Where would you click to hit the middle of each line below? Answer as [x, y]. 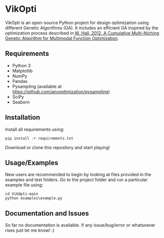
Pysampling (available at [37, 86]
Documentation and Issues [47, 213]
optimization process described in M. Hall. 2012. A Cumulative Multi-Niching [82, 33]
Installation [23, 118]
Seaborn [21, 102]
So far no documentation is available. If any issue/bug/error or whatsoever [80, 225]
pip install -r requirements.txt [39, 138]
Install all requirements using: [35, 129]
